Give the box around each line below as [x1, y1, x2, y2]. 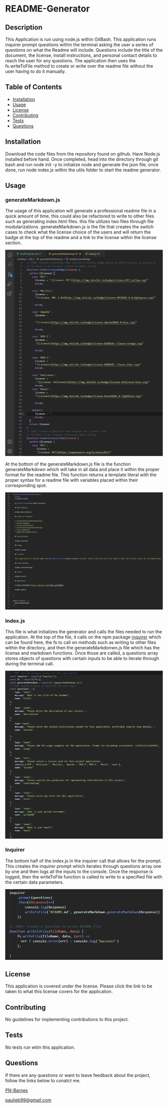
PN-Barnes [5, 1087, 28, 1093]
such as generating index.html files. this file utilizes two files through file [5, 218, 154, 225]
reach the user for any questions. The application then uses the [5, 58, 136, 63]
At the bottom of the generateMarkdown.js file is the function [5, 461, 131, 467]
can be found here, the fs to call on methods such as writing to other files [5, 639, 156, 645]
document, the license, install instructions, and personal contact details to [5, 52, 157, 58]
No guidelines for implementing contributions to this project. [5, 1017, 129, 1023]
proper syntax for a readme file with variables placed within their [5, 477, 138, 483]
